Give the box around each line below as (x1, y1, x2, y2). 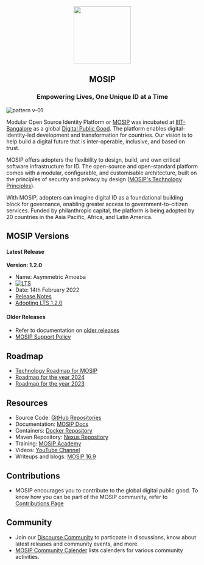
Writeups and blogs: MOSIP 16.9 (15, 453, 96, 460)
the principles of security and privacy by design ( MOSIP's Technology (6, 175, 182, 182)
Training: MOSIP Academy (15, 440, 82, 447)
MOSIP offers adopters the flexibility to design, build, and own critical (6, 156, 180, 164)
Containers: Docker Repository (15, 427, 93, 434)
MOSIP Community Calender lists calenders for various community (15, 546, 183, 554)
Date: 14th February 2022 (15, 286, 80, 293)
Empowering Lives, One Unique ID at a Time (36, 93, 169, 101)
